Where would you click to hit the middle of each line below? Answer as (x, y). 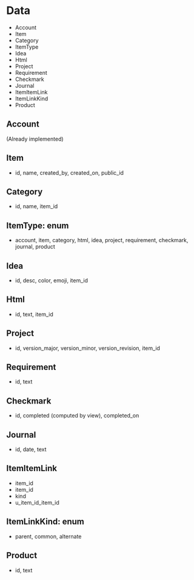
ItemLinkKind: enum (45, 522)
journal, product (35, 246)
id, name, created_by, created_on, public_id (69, 173)
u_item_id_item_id (37, 502)
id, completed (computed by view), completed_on (77, 416)
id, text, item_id (34, 314)
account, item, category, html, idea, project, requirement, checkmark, (102, 240)
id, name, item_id (36, 206)
